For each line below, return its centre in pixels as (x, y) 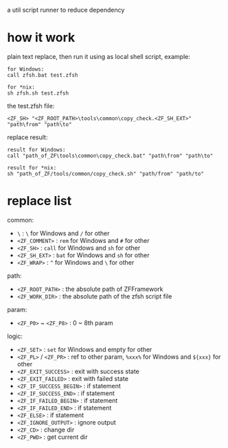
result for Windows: (37, 150)
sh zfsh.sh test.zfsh (38, 93)
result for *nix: (32, 167)
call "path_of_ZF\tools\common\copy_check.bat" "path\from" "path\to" (110, 156)
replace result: (27, 137)
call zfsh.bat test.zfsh (43, 75)
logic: (15, 336)
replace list (39, 201)
